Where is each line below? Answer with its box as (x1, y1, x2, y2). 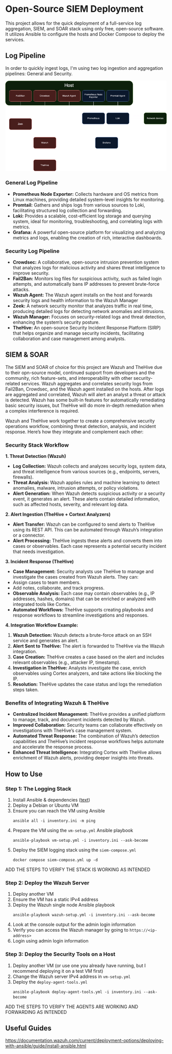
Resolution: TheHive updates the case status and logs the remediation (12, 681, 162, 687)
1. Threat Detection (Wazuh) (5, 453, 67, 459)
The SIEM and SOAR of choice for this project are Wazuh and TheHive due (5, 364, 163, 370)
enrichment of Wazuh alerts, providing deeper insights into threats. (12, 755, 154, 761)
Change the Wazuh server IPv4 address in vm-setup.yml (12, 973, 131, 979)
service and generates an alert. (12, 638, 79, 643)
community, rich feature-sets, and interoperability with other (5, 375, 133, 381)
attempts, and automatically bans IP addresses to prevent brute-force (12, 281, 160, 287)
